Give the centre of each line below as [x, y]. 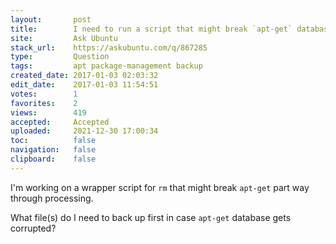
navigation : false [53, 150]
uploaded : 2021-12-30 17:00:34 [84, 131]
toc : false [53, 141]
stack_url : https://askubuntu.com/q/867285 [109, 47]
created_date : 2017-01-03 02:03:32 [84, 76]
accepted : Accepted [60, 122]
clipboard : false [53, 159]
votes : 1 [44, 94]
